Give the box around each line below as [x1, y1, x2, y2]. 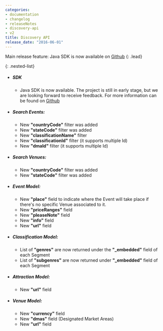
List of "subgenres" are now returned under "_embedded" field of [19, 257, 158, 263]
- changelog [5, 16, 30, 21]
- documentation [5, 12, 39, 17]
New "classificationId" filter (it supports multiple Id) [19, 138, 128, 144]
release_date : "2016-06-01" [5, 40, 64, 45]
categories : [5, 7, 30, 12]
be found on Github [19, 98, 60, 104]
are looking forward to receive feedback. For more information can [19, 92, 157, 98]
